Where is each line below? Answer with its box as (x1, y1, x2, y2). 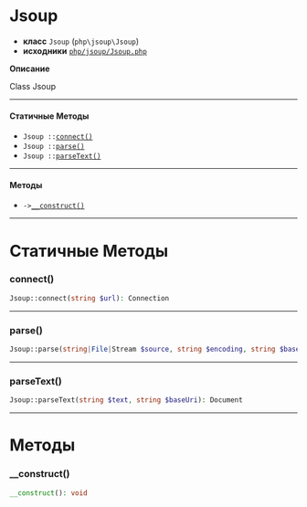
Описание (9, 63, 50, 74)
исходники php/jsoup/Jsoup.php (22, 45, 148, 56)
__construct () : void (9, 488, 89, 498)
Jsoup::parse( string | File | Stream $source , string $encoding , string (9, 344, 276, 354)
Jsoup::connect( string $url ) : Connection (9, 293, 170, 302)
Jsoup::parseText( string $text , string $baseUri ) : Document (9, 396, 244, 405)
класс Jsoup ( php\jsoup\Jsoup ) (22, 36, 140, 47)
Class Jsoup (9, 80, 57, 91)
